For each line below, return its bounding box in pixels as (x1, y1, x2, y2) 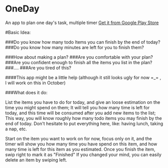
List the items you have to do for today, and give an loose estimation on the (5, 99, 160, 105)
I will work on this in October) (5, 80, 66, 86)
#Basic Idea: (5, 29, 31, 35)
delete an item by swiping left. (5, 156, 68, 163)
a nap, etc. (5, 126, 28, 132)
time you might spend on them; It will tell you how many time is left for (5, 104, 150, 110)
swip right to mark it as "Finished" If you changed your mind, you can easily (5, 151, 162, 157)
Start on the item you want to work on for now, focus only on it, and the (5, 135, 152, 141)
